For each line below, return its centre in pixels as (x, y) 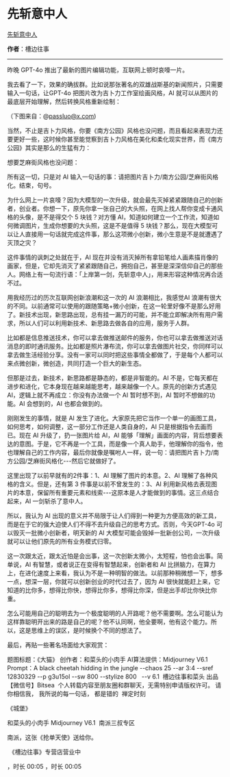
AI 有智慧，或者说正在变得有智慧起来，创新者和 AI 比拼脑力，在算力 (120, 564)
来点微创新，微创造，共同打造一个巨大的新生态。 (76, 363)
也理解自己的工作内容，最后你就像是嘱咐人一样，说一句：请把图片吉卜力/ (110, 452)
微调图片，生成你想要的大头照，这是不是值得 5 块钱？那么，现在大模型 (112, 225)
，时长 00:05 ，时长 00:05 (44, 766)
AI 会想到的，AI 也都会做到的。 (62, 403)
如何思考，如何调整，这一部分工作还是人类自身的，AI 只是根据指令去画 (107, 426)
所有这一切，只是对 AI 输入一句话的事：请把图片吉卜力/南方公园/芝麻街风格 (113, 177)
